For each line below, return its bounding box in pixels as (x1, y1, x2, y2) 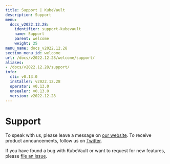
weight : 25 (14, 41, 38, 46)
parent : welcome (14, 36, 50, 42)
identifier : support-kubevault (14, 27, 81, 32)
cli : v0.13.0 (10, 74, 38, 79)
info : (5, 70, 17, 75)
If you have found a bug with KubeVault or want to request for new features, (5, 148, 165, 154)
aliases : (5, 60, 24, 65)
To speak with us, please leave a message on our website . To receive (5, 132, 152, 138)
